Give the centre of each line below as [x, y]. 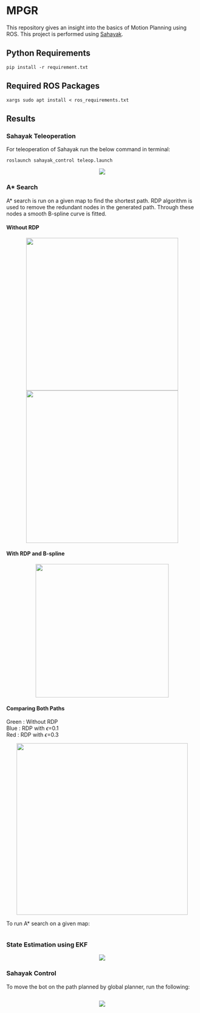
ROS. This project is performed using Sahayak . [65, 34]
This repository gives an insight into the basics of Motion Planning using [97, 27]
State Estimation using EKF [47, 945]
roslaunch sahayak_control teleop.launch [60, 160]
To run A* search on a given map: [48, 924]
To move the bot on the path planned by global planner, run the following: [98, 987]
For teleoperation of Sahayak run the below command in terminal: [88, 150]
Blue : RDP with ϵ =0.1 [33, 728]
